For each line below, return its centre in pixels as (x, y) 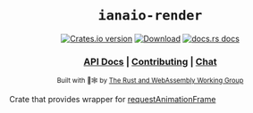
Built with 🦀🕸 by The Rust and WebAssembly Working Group (150, 81)
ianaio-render (150, 16)
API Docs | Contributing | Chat (150, 61)
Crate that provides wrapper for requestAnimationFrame (113, 100)
